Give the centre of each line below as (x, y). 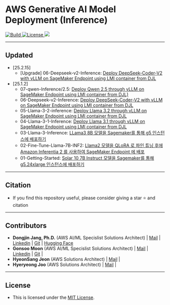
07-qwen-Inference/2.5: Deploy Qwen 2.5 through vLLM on (82, 89)
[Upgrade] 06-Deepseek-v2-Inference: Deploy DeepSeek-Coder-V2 (91, 73)
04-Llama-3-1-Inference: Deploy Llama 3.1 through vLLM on (82, 121)
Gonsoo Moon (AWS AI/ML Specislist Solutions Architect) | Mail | (80, 248)
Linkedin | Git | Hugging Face (43, 243)
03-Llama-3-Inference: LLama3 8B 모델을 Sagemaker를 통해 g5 (86, 133)
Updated (19, 55)
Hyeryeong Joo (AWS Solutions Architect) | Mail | (64, 265)
